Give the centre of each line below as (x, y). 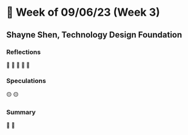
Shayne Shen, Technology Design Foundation (94, 35)
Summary (21, 113)
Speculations (26, 81)
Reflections (24, 52)
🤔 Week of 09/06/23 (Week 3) (83, 12)
